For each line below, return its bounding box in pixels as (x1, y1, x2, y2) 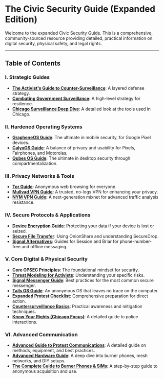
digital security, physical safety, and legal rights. (5, 40, 102, 46)
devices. (12, 140, 30, 145)
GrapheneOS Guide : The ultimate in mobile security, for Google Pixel (12, 134, 151, 140)
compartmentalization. (12, 160, 58, 166)
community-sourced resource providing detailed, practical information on (5, 35, 153, 41)
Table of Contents (5, 59, 61, 68)
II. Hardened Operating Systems (5, 123, 82, 130)
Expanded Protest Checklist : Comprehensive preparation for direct (12, 293, 148, 299)
